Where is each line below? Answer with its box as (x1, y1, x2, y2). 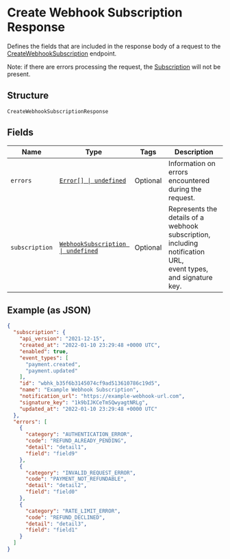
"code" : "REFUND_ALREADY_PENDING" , (25, 438, 127, 444)
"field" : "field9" (25, 450, 78, 457)
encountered (168, 176, 210, 185)
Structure (7, 90, 49, 102)
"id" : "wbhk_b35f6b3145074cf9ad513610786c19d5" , (19, 380, 161, 387)
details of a (168, 213, 204, 222)
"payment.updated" (25, 367, 78, 374)
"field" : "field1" (25, 527, 78, 534)
